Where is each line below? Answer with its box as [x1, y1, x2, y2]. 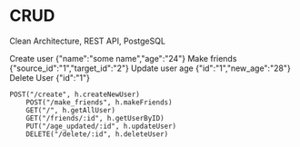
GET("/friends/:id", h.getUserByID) [25, 113, 165, 122]
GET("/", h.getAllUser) [25, 105, 116, 114]
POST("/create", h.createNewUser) [9, 90, 141, 99]
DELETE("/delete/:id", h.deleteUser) [25, 129, 169, 139]
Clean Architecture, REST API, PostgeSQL [9, 35, 166, 46]
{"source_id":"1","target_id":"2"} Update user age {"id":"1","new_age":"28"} [9, 63, 291, 73]
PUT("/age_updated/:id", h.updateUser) [25, 122, 177, 131]
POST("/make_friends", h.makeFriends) [25, 97, 173, 107]
